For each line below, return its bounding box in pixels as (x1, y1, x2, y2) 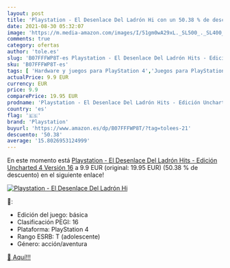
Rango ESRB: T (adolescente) (16, 232, 101, 241)
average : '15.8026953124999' (7, 138, 90, 145)
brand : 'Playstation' (7, 118, 69, 125)
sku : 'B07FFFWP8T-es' (7, 61, 69, 68)
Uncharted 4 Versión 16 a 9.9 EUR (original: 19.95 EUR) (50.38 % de (7, 164, 199, 172)
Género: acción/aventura (16, 240, 88, 248)
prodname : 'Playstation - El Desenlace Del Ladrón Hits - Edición (7, 99, 201, 106)
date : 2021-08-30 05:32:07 (7, 23, 84, 29)
